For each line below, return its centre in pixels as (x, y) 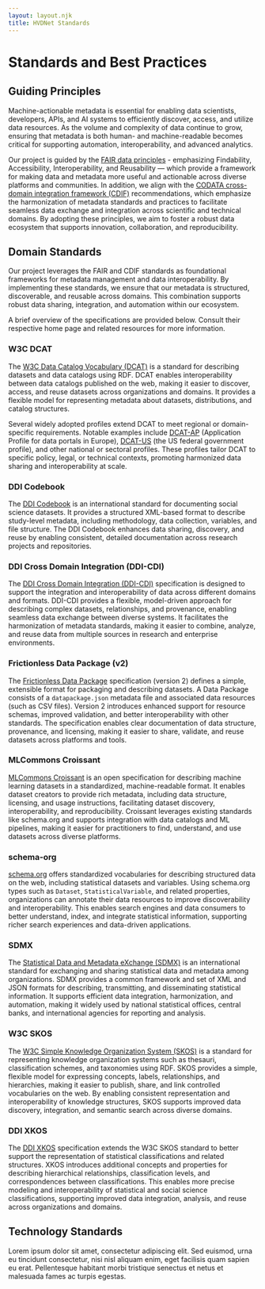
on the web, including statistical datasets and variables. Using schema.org (129, 883)
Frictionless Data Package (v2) (68, 663)
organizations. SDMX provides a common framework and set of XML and (127, 980)
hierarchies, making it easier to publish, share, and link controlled (114, 1084)
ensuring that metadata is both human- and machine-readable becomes (126, 136)
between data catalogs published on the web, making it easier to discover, (129, 383)
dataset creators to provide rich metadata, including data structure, (117, 794)
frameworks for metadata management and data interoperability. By (119, 279)
